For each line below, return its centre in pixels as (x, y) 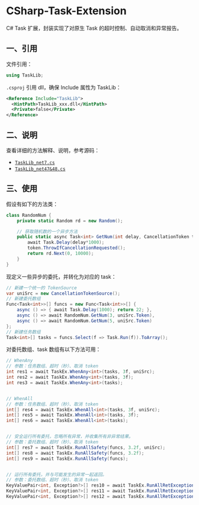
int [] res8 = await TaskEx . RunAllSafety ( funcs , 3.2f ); (75, 453)
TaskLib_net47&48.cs (40, 169)
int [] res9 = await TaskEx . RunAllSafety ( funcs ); (67, 458)
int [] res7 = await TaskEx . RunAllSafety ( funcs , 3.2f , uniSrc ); (86, 448)
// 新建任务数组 (23, 332)
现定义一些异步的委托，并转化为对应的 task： (61, 276)
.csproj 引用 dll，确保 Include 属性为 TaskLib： (64, 87)
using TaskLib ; (25, 75)
